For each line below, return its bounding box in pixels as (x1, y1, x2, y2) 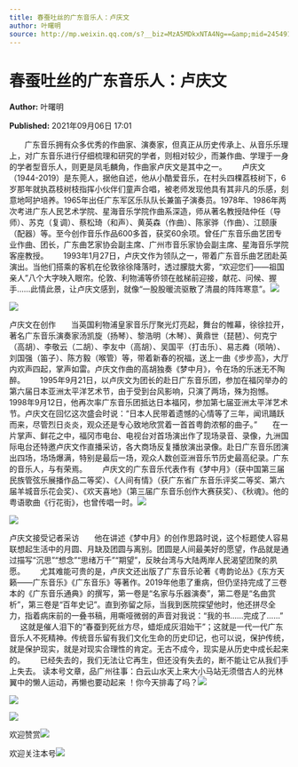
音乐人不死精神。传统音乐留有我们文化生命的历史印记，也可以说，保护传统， (9, 633, 289, 643)
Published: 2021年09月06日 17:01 (9, 121, 132, 132)
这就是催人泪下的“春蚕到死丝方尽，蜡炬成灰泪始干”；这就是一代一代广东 (20, 621, 284, 632)
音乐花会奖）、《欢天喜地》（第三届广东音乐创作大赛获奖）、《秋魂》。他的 (32, 486, 289, 497)
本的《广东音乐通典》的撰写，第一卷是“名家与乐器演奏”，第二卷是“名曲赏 (9, 588, 277, 599)
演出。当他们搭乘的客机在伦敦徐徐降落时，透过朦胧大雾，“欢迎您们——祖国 (9, 261, 286, 272)
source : (9, 29, 38, 38)
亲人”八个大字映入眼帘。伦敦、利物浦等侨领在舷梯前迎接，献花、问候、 (9, 273, 270, 284)
